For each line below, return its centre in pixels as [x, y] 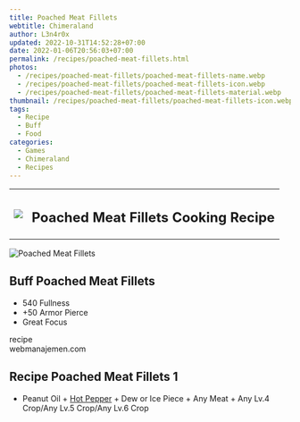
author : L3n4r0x [39, 34]
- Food [29, 134]
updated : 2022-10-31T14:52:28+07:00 [77, 42]
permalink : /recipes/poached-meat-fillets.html [100, 59]
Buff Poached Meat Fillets [82, 281]
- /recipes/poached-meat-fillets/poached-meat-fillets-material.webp [149, 92]
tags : [19, 109]
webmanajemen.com [48, 349]
